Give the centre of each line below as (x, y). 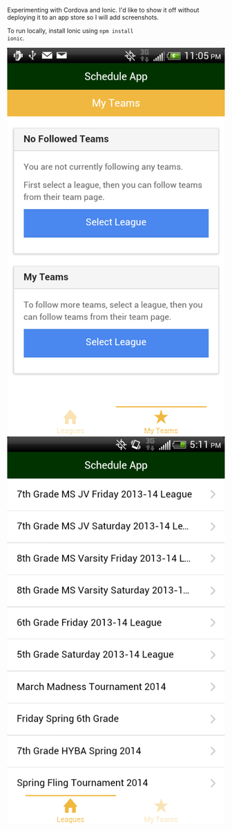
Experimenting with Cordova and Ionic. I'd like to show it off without (103, 10)
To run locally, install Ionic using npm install (70, 31)
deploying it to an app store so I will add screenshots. (83, 17)
